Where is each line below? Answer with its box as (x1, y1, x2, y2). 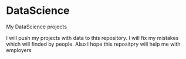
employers (6, 46, 32, 53)
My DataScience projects (6, 23, 67, 30)
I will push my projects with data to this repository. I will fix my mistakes (6, 34, 179, 41)
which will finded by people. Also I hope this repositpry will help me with (6, 40, 181, 47)
